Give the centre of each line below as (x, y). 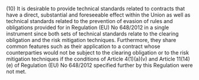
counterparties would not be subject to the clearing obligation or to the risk (98, 52)
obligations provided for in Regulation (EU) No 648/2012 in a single (88, 27)
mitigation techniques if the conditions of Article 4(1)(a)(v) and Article (91, 59)
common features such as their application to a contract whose (84, 46)
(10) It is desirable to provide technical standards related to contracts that (96, 9)
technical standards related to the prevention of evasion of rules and (89, 21)
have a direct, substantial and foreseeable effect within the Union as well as (98, 15)
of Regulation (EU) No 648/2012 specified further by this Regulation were (103, 65)
